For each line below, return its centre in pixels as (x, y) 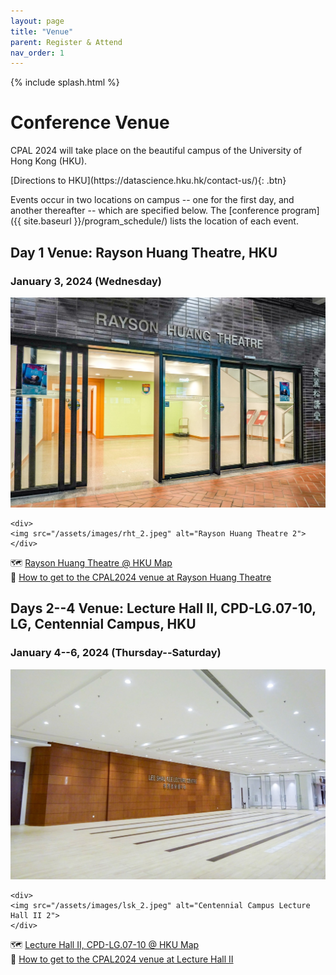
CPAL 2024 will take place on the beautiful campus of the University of (156, 151)
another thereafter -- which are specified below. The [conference (145, 211)
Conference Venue (90, 122)
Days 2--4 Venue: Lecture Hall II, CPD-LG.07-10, (163, 608)
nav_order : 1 (37, 53)
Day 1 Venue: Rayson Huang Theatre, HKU (144, 252)
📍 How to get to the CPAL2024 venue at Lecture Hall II (122, 959)
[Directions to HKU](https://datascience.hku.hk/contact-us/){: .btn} (148, 181)
